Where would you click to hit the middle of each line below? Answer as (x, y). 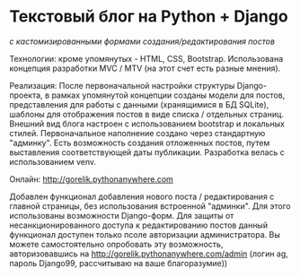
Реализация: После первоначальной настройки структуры (122, 85)
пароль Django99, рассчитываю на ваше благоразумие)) (119, 263)
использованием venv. (53, 161)
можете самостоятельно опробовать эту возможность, (116, 244)
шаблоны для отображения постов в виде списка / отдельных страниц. (147, 114)
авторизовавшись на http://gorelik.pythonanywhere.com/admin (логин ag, (149, 254)
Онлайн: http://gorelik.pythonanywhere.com (91, 179)
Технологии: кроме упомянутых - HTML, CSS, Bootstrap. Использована (146, 58)
